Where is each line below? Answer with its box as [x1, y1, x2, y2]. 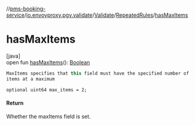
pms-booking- [10, 5, 46, 12]
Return [6, 99, 24, 107]
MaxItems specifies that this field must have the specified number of [6, 70, 189, 76]
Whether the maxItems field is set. [6, 112, 91, 120]
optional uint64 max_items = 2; [6, 87, 87, 93]
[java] [6, 52, 21, 59]
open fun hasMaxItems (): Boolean [6, 58, 90, 66]
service [6, 11, 25, 19]
